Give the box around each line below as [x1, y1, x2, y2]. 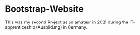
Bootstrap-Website [5, 3, 84, 14]
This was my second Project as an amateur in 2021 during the [5, 19, 129, 25]
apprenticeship [5, 24, 35, 30]
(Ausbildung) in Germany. [36, 24, 87, 30]
